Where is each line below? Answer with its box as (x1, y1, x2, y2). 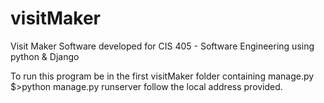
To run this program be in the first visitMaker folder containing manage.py (10, 70, 315, 82)
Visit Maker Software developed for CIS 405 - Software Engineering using (10, 40, 315, 52)
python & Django (10, 50, 80, 62)
